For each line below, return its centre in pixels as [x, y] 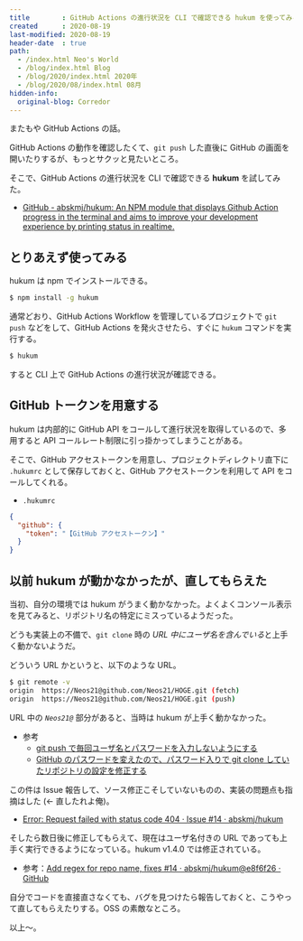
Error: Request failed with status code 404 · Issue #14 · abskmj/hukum [153, 819]
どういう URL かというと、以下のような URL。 [95, 665]
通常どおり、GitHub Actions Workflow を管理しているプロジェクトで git [143, 316]
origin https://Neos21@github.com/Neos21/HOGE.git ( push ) [123, 699]
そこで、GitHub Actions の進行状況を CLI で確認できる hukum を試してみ [145, 178]
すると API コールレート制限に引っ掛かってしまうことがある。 [132, 440]
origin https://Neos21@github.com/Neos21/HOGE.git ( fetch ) [125, 690]
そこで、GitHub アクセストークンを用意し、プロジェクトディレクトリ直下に [149, 459]
